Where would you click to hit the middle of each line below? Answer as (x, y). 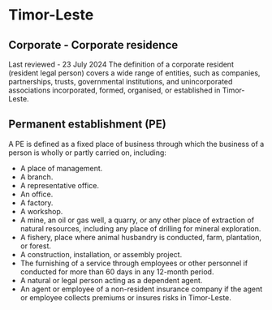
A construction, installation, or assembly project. (101, 254)
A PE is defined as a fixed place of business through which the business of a (136, 144)
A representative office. (60, 185)
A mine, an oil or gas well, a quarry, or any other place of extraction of (137, 220)
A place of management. (61, 168)
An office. (37, 194)
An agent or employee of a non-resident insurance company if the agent (141, 289)
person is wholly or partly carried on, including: (87, 153)
